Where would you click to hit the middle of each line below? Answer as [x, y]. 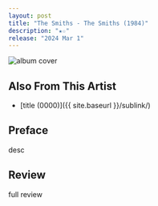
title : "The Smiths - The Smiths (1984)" [79, 23]
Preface [28, 130]
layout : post [30, 16]
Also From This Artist [62, 86]
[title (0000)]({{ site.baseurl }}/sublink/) [85, 106]
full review [25, 194]
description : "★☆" [39, 30]
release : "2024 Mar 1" [46, 38]
